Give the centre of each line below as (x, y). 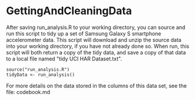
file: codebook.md (28, 92)
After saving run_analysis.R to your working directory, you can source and (96, 27)
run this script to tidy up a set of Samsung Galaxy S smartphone (84, 33)
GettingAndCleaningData (69, 11)
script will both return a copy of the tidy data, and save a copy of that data (96, 52)
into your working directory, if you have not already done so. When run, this (98, 46)
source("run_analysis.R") (38, 69)
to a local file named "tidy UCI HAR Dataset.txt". (64, 59)
